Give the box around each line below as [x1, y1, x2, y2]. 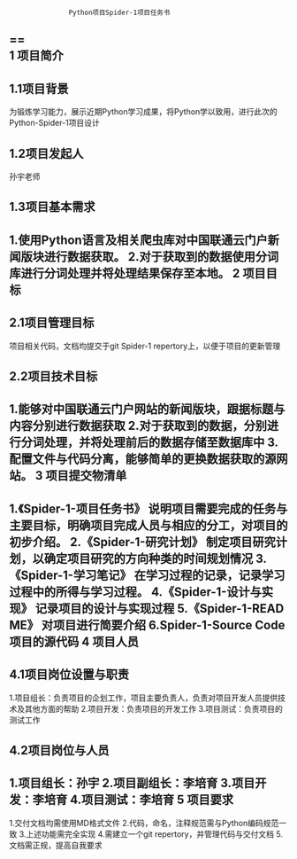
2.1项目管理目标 [9, 316, 95, 331]
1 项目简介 [9, 48, 65, 64]
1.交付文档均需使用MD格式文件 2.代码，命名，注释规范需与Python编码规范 [9, 817, 279, 828]
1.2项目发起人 [9, 145, 84, 161]
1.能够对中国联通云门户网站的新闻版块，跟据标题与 [9, 402, 286, 417]
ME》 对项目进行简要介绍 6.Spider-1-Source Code [9, 617, 286, 632]
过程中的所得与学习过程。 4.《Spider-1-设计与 [9, 584, 263, 599]
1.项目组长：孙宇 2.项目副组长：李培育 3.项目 [9, 776, 255, 791]
